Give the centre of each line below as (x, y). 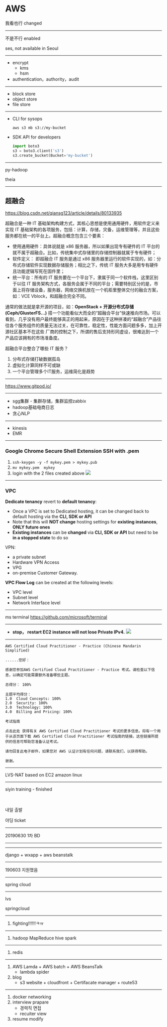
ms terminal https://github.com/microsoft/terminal (56, 617)
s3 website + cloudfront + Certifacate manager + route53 (79, 982)
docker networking (32, 997)
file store (21, 104)
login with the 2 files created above (48, 473)
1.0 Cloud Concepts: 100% (33, 699)
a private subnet (29, 557)
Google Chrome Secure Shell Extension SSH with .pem (72, 451)
